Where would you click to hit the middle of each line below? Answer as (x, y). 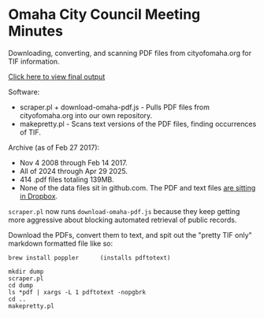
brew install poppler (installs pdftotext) (89, 257)
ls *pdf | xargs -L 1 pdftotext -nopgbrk (77, 292)
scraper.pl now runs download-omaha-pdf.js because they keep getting (124, 211)
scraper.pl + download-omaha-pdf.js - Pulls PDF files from (115, 107)
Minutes (35, 31)
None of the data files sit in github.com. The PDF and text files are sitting (138, 187)
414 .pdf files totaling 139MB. (67, 179)
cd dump (21, 285)
